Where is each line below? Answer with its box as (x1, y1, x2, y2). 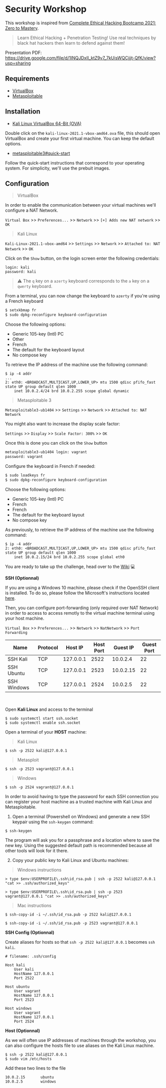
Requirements (5, 74, 49, 83)
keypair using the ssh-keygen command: (12, 819, 94, 825)
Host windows (5, 1006, 32, 1011)
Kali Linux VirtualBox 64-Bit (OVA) (12, 120, 82, 126)
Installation (5, 108, 41, 116)
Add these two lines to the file (5, 1065, 66, 1071)
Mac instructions (17, 902, 52, 908)
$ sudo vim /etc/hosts (5, 1056, 52, 1061)
